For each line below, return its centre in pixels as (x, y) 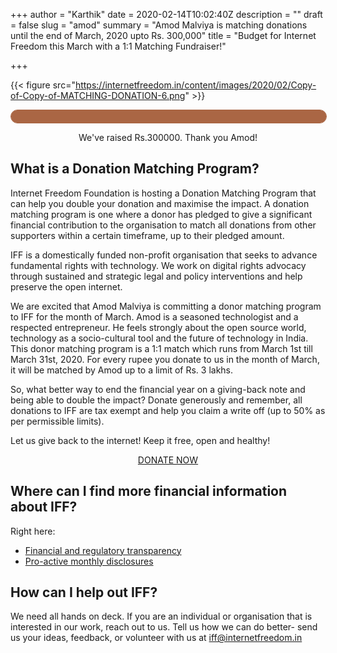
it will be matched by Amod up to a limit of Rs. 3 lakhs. (122, 370)
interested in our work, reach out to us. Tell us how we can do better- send (164, 627)
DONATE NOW (168, 460)
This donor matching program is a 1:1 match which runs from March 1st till (161, 348)
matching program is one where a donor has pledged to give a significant (161, 214)
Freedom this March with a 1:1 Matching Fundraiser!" (118, 46)
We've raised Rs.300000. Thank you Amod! (168, 137)
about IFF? (44, 507)
